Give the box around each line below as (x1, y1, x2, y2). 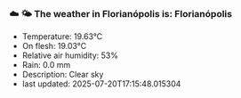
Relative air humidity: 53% (21, 50, 118, 61)
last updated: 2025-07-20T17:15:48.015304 (21, 78, 181, 89)
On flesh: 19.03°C (21, 41, 87, 52)
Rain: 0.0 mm (21, 60, 71, 70)
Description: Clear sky (21, 69, 104, 80)
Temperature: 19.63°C (21, 31, 103, 42)
